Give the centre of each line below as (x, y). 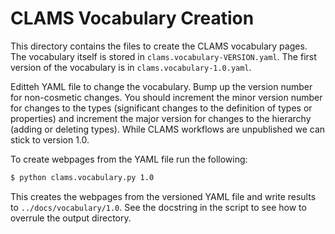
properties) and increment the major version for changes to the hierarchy (161, 118)
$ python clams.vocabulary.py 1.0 (82, 177)
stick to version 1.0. (50, 139)
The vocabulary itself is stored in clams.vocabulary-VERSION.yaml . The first (163, 56)
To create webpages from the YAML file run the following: (129, 159)
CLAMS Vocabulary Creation (132, 18)
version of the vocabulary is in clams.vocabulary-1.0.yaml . (131, 67)
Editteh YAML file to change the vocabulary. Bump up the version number (161, 86)
